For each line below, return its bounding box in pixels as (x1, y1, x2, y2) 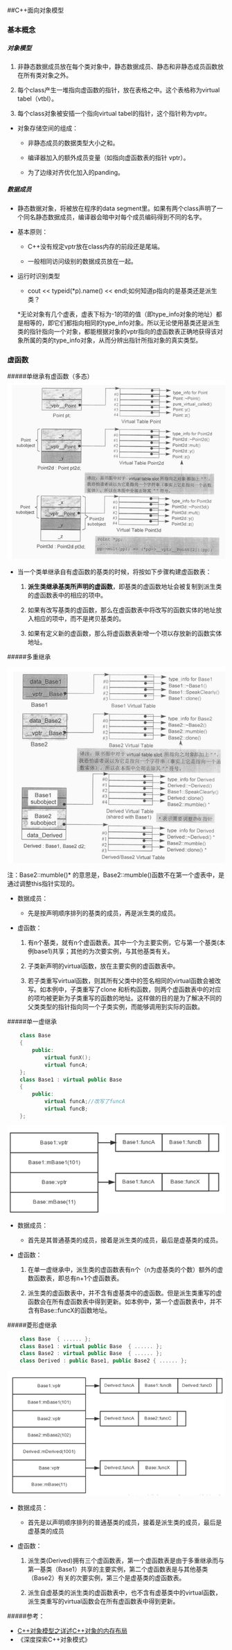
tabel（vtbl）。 (17, 94, 58, 103)
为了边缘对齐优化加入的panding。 (27, 168, 125, 176)
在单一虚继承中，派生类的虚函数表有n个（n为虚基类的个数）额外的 (27, 1265, 217, 1273)
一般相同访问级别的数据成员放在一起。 (27, 257, 137, 265)
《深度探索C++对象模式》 (17, 1635, 91, 1643)
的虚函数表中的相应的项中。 (27, 590, 107, 599)
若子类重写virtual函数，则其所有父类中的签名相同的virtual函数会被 (27, 977, 215, 985)
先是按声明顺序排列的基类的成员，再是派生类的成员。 (27, 909, 180, 917)
